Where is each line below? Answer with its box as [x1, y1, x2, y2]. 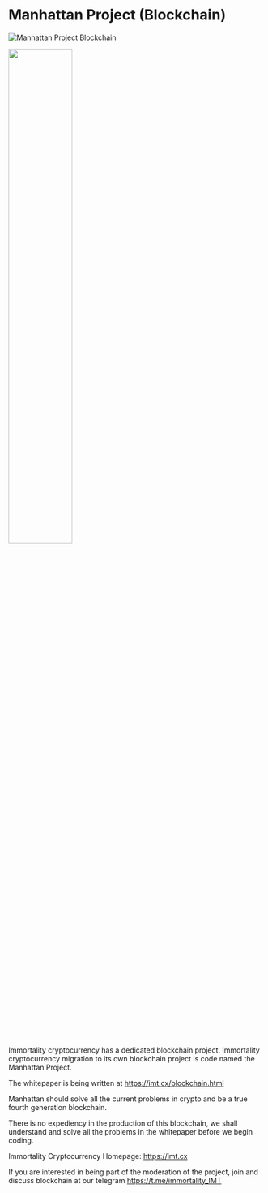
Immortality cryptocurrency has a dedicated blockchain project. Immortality [8, 1045, 261, 1055]
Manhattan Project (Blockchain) [8, 6, 227, 24]
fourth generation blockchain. [8, 1102, 108, 1112]
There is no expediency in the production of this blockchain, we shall [8, 1118, 238, 1128]
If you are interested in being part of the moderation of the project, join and [8, 1167, 259, 1177]
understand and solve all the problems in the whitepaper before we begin [8, 1126, 253, 1136]
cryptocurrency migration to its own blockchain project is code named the [8, 1053, 255, 1063]
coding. [8, 1135, 34, 1145]
